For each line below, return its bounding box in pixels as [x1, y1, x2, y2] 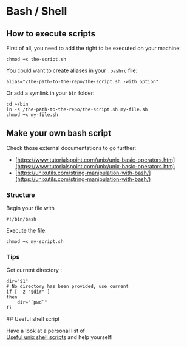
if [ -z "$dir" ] [6, 289, 50, 295]
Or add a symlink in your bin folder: [6, 89, 95, 97]
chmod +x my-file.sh [6, 112, 59, 118]
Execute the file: [6, 227, 47, 235]
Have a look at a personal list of [6, 327, 86, 335]
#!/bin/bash [6, 216, 36, 222]
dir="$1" [6, 278, 29, 284]
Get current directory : [6, 266, 63, 274]
